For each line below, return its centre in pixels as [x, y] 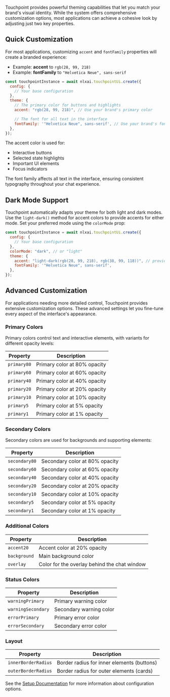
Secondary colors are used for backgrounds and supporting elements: [78, 440]
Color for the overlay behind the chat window [92, 564]
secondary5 [21, 503]
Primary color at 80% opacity [71, 364]
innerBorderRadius [30, 663]
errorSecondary [26, 626]
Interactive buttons [32, 153]
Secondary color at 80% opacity [80, 461]
